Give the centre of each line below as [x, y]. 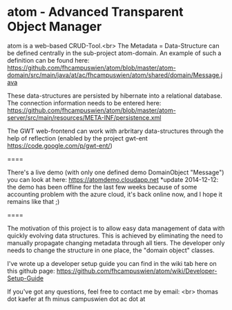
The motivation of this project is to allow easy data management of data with [116, 228]
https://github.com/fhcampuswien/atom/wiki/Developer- [137, 271]
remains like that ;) [33, 201]
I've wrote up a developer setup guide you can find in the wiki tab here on [112, 263]
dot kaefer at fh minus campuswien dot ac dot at [76, 299]
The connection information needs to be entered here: [84, 103]
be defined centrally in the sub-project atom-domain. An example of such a [114, 53]
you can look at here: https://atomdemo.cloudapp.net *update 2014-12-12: [113, 179]
